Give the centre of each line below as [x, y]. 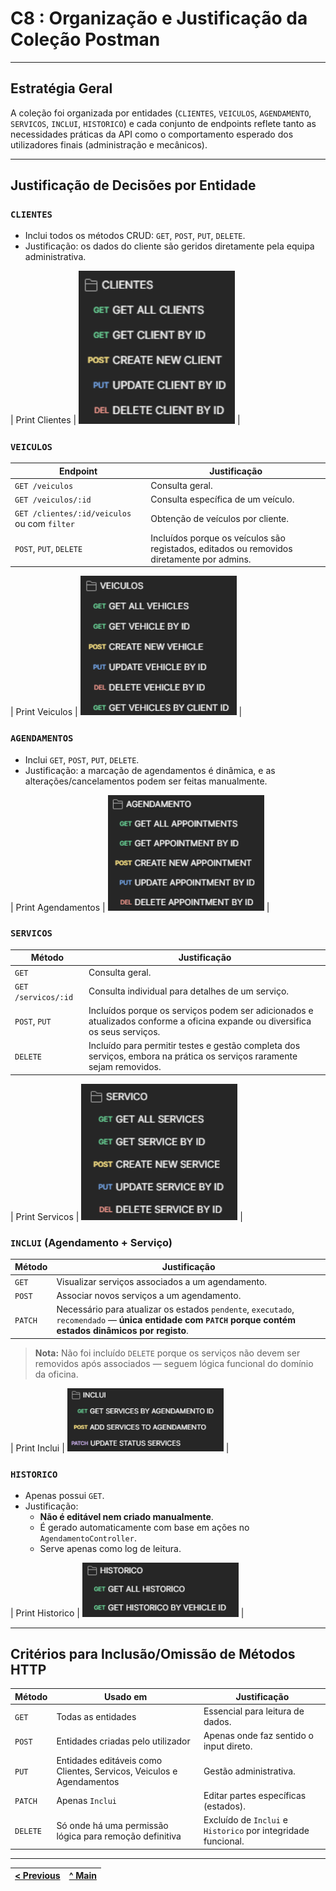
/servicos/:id [44, 997]
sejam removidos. [125, 1067]
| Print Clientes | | [125, 420]
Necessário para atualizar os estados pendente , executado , [175, 1309]
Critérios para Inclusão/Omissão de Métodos [153, 1653]
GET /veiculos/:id [53, 500]
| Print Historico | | [127, 1613]
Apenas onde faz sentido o [258, 1736]
